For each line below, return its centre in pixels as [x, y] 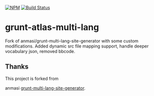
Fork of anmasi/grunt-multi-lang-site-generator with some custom [72, 41]
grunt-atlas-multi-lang [52, 27]
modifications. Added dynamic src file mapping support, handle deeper [77, 46]
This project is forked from [32, 78]
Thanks [17, 67]
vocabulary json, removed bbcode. [40, 51]
